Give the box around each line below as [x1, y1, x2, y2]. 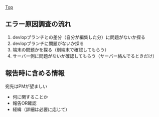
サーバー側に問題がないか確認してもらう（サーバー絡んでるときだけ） [12, 52, 157, 59]
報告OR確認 [12, 100, 37, 106]
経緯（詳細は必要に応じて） [12, 106, 70, 112]
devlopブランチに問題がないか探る [12, 40, 84, 46]
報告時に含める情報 [5, 69, 65, 77]
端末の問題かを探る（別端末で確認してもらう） [12, 46, 109, 52]
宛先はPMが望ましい [5, 83, 48, 89]
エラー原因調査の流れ [5, 20, 71, 28]
